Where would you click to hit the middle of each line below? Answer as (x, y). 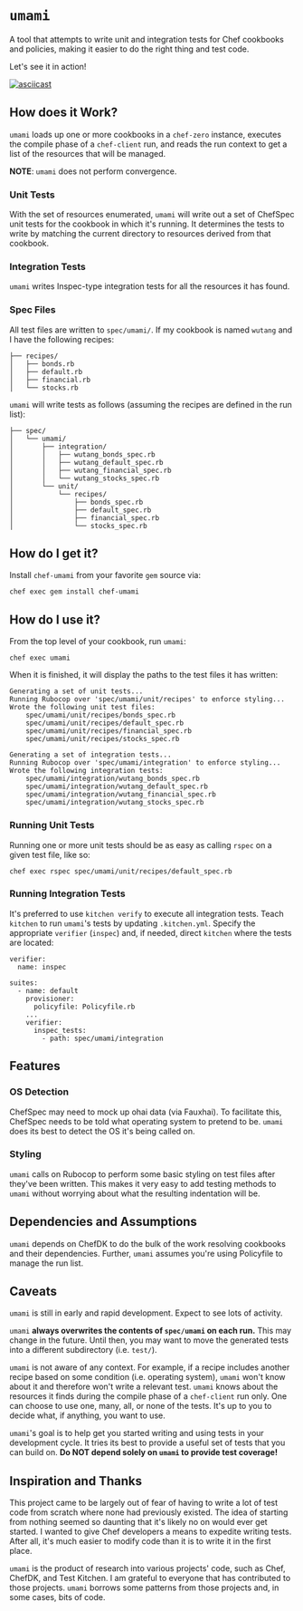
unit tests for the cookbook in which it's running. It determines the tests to (147, 224)
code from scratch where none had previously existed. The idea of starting (149, 1512)
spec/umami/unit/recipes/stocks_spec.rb (103, 739)
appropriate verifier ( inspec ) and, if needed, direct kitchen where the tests (151, 932)
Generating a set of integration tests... (90, 755)
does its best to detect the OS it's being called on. (103, 1131)
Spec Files (33, 310)
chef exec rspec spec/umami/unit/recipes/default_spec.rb (121, 871)
